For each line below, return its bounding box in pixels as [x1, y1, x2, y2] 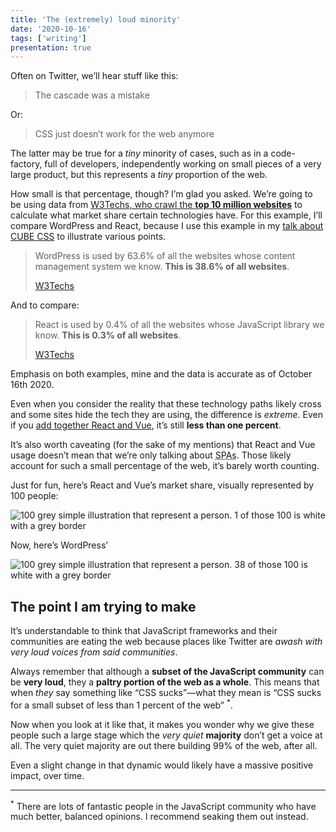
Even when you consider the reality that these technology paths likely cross [10, 398, 322, 410]
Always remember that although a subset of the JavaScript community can [10, 666, 325, 678]
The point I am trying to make [10, 598, 197, 615]
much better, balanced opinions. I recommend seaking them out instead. [10, 811, 309, 823]
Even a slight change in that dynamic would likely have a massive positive [10, 759, 314, 771]
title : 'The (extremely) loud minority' [10, 14, 182, 25]
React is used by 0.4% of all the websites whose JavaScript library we [34, 319, 325, 331]
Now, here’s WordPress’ [10, 539, 108, 551]
